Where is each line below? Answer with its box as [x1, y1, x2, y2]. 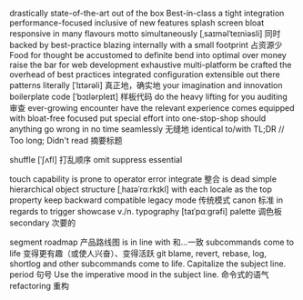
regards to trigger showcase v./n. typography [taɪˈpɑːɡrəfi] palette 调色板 [9, 206, 282, 216]
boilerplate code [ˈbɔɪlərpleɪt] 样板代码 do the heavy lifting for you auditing [9, 91, 288, 102]
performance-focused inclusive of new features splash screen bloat [9, 17, 265, 28]
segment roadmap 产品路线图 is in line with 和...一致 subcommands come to [9, 236, 294, 247]
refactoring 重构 [9, 281, 70, 291]
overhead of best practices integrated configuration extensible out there [9, 69, 280, 80]
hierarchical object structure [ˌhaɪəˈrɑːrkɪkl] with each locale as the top [9, 184, 273, 195]
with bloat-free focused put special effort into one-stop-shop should [9, 113, 267, 124]
